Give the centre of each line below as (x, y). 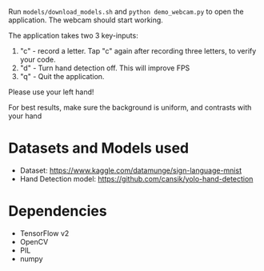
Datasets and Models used (99, 148)
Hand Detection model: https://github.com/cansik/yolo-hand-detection (136, 178)
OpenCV (34, 241)
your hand (25, 116)
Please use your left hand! (51, 92)
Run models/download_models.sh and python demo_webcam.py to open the (126, 12)
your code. (38, 60)
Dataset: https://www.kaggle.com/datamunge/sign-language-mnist (131, 170)
